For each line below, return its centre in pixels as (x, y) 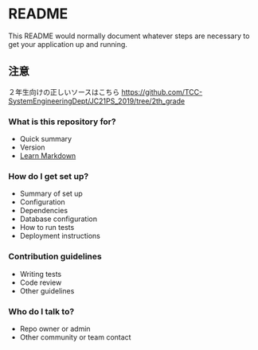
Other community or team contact (75, 337)
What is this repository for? (63, 122)
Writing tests (41, 274)
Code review (41, 282)
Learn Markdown (48, 156)
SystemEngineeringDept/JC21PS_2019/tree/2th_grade (97, 101)
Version (32, 147)
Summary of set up (51, 194)
